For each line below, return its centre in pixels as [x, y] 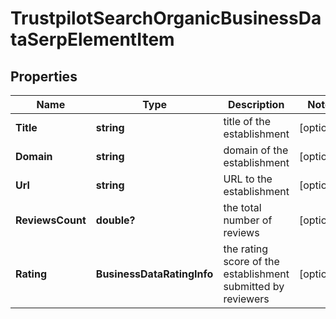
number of [248, 220]
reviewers [246, 299]
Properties [44, 76]
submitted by [254, 286]
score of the [251, 261]
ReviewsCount [51, 220]
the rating [246, 249]
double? [115, 220]
